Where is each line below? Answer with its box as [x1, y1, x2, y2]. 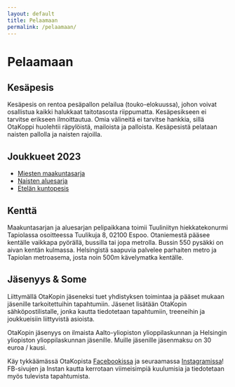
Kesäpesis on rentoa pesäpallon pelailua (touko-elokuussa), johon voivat [7, 100, 217, 109]
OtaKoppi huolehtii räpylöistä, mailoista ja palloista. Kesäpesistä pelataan [7, 122, 217, 131]
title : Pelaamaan [7, 17, 58, 24]
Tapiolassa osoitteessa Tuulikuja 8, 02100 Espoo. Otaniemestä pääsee [7, 231, 210, 239]
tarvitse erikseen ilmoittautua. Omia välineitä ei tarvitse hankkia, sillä [7, 115, 205, 124]
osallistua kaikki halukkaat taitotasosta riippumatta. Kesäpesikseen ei [7, 108, 207, 116]
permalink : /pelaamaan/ [7, 23, 77, 30]
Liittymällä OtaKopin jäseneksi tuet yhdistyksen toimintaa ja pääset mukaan [7, 292, 224, 300]
